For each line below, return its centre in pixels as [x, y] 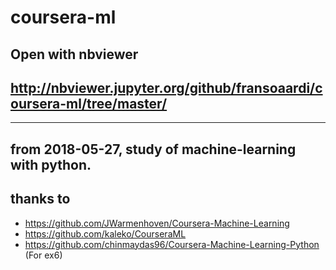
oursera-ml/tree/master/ [89, 103]
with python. [51, 164]
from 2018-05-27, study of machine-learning [153, 149]
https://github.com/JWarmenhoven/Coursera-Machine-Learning [157, 223]
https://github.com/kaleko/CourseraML [105, 233]
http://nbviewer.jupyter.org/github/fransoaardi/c [166, 87]
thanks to [40, 199]
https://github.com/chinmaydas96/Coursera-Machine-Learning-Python [172, 244]
